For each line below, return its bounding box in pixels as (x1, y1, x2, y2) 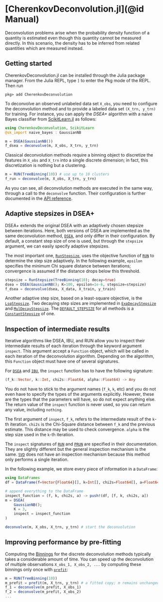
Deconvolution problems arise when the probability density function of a (5, 30, 149, 35)
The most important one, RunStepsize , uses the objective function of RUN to (5, 252, 154, 258)
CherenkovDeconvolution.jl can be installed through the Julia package (5, 72, 146, 78)
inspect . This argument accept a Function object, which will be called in (5, 348, 149, 354)
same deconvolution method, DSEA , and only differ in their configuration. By (5, 232, 155, 239)
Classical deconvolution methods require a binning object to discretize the (5, 152, 154, 158)
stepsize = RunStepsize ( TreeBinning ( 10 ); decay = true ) (5, 277, 116, 283)
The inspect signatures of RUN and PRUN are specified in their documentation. (5, 441, 158, 447)
